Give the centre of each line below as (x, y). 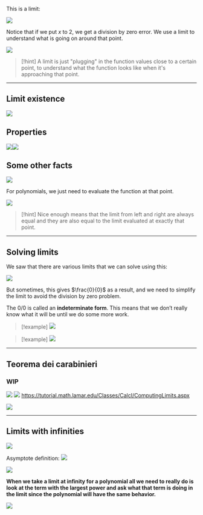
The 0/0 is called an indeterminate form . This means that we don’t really (97, 308)
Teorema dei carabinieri (52, 364)
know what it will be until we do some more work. (68, 314)
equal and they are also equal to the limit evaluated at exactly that (103, 221)
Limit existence (36, 99)
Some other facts (39, 166)
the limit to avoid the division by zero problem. (64, 296)
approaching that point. (50, 74)
